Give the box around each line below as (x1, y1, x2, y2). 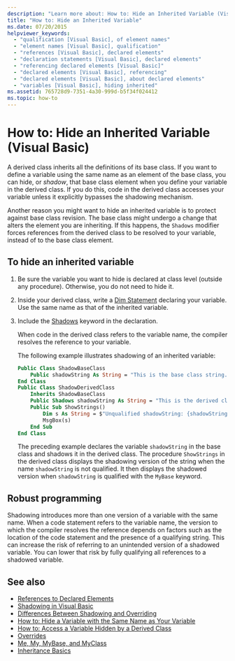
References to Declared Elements (17, 595, 114, 602)
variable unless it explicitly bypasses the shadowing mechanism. (7, 192, 194, 201)
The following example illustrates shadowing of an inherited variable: (17, 351, 216, 360)
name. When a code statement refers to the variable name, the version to (7, 518, 218, 527)
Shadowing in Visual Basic (17, 602, 94, 610)
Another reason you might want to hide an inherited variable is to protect (7, 206, 217, 214)
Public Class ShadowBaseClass (17, 364, 106, 371)
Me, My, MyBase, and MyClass (17, 639, 107, 647)
